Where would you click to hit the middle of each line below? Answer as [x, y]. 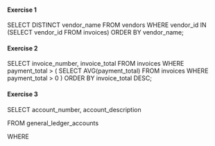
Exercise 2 [23, 48]
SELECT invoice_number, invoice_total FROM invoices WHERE [96, 64]
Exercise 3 [23, 94]
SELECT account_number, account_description [74, 109]
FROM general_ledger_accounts [53, 123]
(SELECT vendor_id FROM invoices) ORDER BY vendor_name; [95, 33]
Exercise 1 [22, 10]
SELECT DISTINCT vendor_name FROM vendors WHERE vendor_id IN [107, 25]
